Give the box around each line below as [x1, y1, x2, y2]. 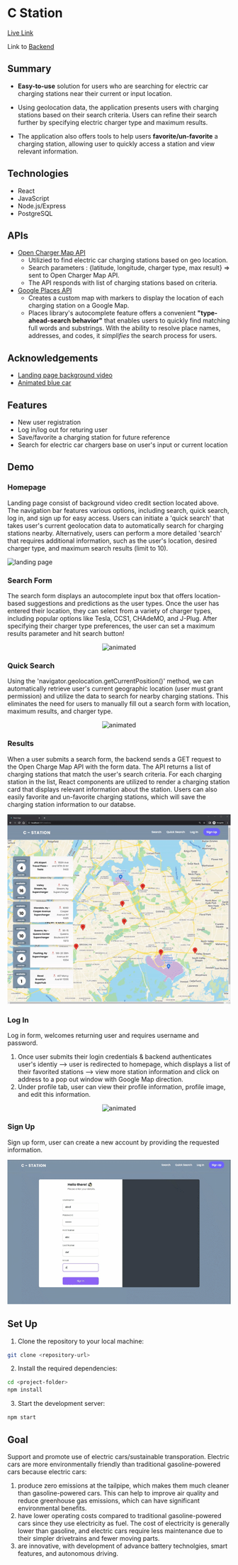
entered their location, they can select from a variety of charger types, [7, 606, 212, 615]
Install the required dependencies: [17, 1364, 118, 1372]
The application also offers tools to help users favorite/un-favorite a [17, 131, 218, 140]
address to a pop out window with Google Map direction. [17, 1075, 183, 1084]
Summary [7, 63, 52, 75]
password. [7, 1039, 38, 1047]
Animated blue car [17, 379, 72, 387]
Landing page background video [17, 371, 113, 379]
